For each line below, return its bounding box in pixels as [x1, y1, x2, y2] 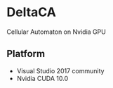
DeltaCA [6, 4, 57, 20]
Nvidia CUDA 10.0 [16, 74, 68, 82]
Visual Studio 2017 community [16, 66, 105, 75]
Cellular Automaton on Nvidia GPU [6, 27, 106, 36]
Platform [6, 48, 46, 60]
